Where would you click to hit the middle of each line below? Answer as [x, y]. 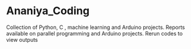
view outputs [22, 40]
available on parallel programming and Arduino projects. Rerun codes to [95, 33]
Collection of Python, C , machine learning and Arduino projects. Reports [95, 27]
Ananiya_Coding [48, 11]
